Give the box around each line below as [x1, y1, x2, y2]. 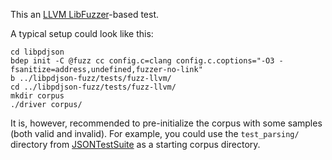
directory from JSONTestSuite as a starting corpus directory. [10, 139, 261, 150]
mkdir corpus [10, 91, 65, 101]
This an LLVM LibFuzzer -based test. [10, 9, 160, 20]
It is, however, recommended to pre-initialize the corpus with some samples [10, 117, 323, 129]
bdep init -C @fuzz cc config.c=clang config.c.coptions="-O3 [10, 56, 275, 66]
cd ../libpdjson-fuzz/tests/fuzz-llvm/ [10, 82, 177, 92]
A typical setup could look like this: [10, 28, 154, 39]
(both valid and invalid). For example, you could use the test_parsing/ [10, 128, 300, 139]
